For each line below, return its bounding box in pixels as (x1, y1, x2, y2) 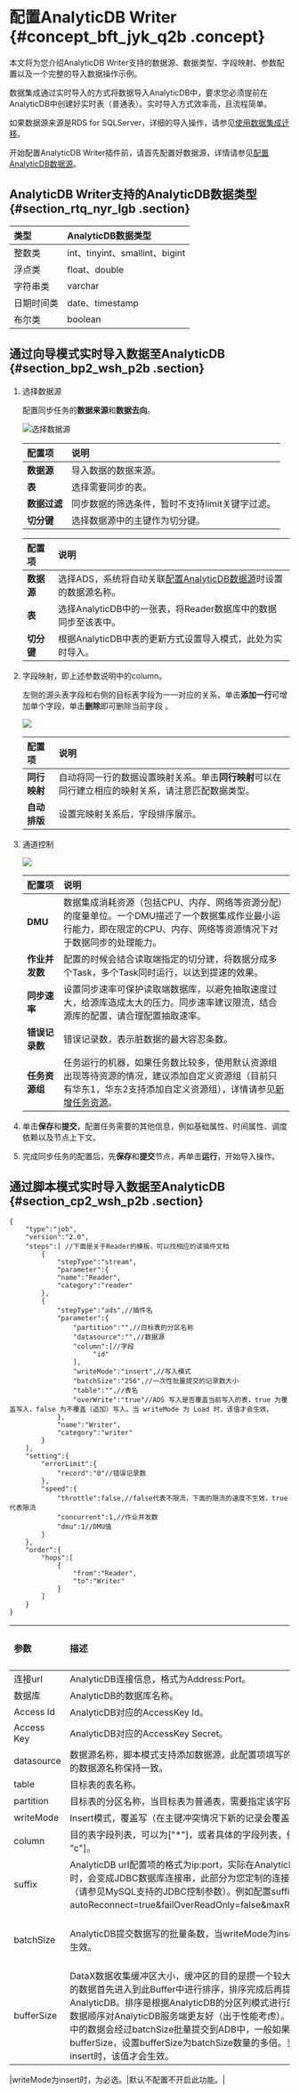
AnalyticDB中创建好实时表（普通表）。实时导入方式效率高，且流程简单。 (9, 98, 272, 109)
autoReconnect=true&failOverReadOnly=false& (69, 1899, 267, 1912)
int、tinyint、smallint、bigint (67, 246, 186, 259)
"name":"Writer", (56, 1421, 122, 1430)
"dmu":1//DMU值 (56, 1522, 112, 1532)
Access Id (13, 1706, 55, 1719)
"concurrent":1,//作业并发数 (56, 1513, 158, 1522)
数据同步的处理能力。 (72, 936, 162, 948)
